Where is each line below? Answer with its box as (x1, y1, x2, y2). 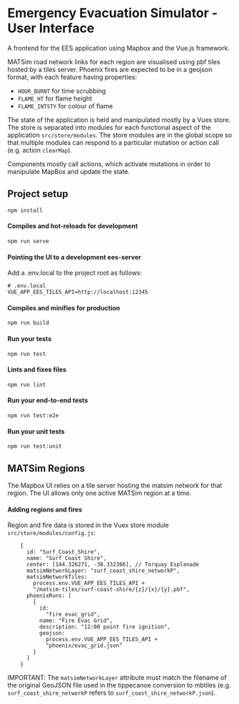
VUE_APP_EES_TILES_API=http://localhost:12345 (7, 289, 148, 296)
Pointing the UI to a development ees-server (7, 252, 141, 261)
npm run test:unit (7, 443, 62, 450)
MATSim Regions (7, 462, 86, 474)
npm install (7, 207, 43, 214)
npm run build (7, 320, 50, 327)
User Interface (7, 20, 95, 36)
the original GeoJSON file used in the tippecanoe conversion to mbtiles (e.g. (7, 681, 231, 690)
